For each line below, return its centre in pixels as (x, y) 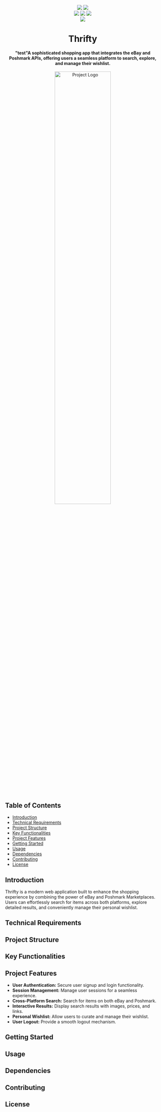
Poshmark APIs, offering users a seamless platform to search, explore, (83, 58)
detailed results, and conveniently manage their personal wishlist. (71, 907)
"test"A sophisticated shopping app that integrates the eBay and (83, 53)
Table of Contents (33, 805)
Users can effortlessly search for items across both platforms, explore (76, 903)
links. (17, 1011)
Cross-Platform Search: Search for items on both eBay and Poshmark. (84, 1001)
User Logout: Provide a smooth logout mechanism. (64, 1022)
